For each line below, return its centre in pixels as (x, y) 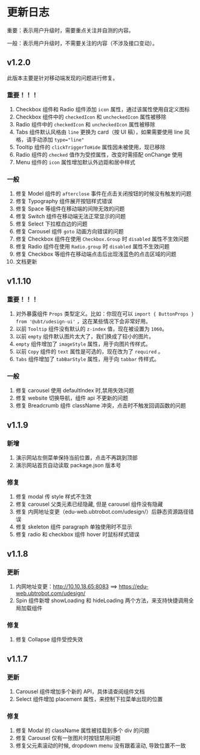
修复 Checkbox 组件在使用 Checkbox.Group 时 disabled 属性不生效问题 (102, 239)
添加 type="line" (63, 140)
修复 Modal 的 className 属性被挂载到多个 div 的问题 (82, 731)
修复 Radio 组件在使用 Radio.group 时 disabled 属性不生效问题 (92, 247)
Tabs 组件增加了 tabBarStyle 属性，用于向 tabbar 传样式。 (87, 359)
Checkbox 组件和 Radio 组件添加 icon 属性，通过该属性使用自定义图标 (102, 109)
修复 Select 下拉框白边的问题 (51, 224)
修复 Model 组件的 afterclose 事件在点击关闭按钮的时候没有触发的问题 (104, 193)
